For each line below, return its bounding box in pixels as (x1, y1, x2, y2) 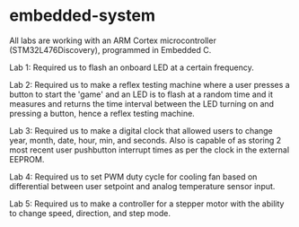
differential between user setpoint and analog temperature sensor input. (9, 180, 276, 191)
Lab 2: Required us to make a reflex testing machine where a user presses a (9, 79, 290, 90)
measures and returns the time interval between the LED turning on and (9, 98, 275, 109)
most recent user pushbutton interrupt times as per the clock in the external (9, 144, 290, 155)
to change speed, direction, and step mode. (9, 207, 171, 218)
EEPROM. (9, 153, 45, 164)
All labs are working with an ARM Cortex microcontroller (9, 35, 217, 46)
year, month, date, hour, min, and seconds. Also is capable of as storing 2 (9, 135, 282, 145)
